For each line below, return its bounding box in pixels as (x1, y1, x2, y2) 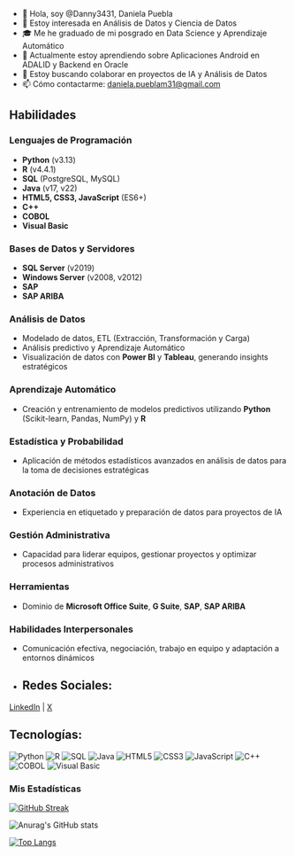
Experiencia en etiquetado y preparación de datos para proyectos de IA (21, 507, 283, 517)
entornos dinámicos (21, 652, 95, 664)
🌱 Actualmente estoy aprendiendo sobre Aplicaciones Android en (21, 50, 261, 60)
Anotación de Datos (9, 486, 96, 499)
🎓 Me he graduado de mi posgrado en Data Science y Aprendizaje (21, 27, 268, 38)
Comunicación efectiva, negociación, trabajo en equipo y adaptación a (21, 643, 280, 654)
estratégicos (21, 362, 68, 372)
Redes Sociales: (21, 678, 113, 693)
